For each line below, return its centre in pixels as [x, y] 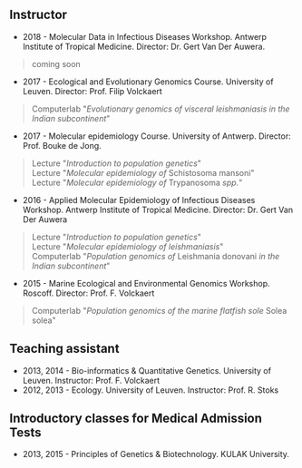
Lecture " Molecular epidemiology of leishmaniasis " [127, 246]
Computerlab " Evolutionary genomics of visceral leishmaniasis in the [161, 109]
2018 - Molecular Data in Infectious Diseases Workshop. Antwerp [145, 36]
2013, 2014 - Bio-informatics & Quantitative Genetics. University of [147, 370]
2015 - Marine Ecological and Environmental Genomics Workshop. [146, 283]
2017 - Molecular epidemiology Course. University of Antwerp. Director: [157, 136]
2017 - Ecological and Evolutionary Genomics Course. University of [148, 82]
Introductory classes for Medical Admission [136, 419]
